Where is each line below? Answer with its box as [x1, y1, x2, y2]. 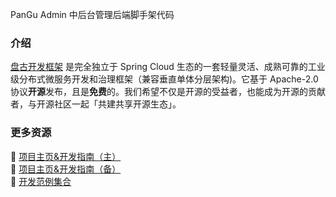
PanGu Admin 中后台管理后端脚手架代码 [10, 9, 175, 20]
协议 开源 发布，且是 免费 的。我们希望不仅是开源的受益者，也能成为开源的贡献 [10, 86, 326, 98]
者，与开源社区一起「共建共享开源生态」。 [10, 98, 182, 110]
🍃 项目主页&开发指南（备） [10, 163, 122, 175]
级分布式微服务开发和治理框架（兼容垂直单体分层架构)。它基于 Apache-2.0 [10, 73, 319, 85]
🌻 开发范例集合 [10, 175, 72, 187]
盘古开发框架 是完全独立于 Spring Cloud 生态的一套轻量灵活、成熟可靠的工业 [10, 61, 326, 73]
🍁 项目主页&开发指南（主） [10, 150, 122, 162]
